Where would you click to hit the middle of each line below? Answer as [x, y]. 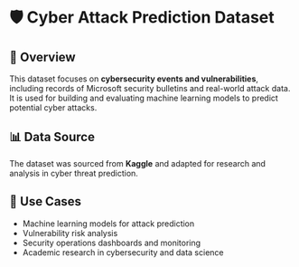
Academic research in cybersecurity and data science [123, 252]
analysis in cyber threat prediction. [74, 173]
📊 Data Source [52, 137]
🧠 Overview [42, 57]
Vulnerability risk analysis [70, 233]
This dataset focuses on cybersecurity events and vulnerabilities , [134, 79]
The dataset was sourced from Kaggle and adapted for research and [138, 163]
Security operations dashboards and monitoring [112, 243]
